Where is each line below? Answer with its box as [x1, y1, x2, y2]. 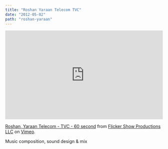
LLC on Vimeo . [5, 128, 36, 134]
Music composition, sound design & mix [5, 138, 87, 144]
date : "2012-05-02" [5, 12, 46, 17]
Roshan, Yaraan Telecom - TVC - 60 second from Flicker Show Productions [5, 123, 161, 129]
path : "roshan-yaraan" [5, 16, 52, 21]
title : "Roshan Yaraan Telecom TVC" [5, 7, 81, 12]
